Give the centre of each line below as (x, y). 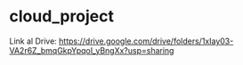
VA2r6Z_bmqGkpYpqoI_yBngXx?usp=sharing (92, 50)
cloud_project (61, 16)
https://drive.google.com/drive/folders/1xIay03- (146, 41)
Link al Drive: (33, 41)
